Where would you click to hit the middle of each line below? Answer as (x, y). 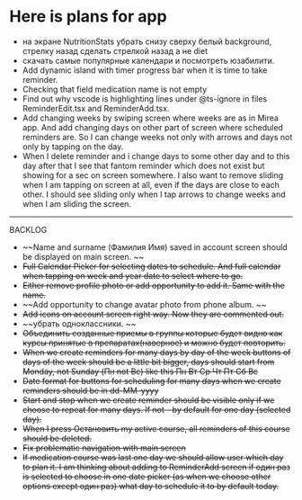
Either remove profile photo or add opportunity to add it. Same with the (153, 285)
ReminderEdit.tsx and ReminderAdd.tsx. (96, 108)
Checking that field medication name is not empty (115, 89)
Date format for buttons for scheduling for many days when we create (151, 380)
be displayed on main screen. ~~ (83, 256)
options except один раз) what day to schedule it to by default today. (151, 486)
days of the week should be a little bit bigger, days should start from (148, 362)
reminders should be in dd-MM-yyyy (90, 390)
